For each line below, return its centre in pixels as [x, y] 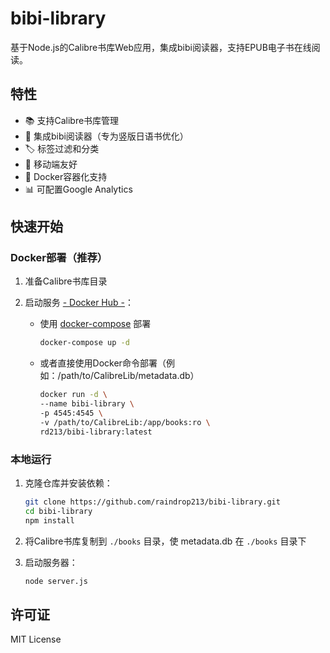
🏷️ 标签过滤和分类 [62, 148]
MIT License [36, 639]
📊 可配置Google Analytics [78, 189]
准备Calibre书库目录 [66, 281]
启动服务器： [51, 562]
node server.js [56, 581]
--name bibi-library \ [87, 404]
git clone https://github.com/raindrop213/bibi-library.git [152, 502]
